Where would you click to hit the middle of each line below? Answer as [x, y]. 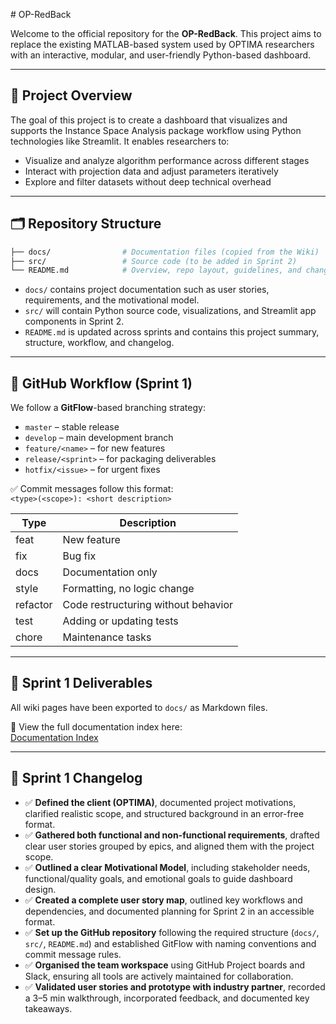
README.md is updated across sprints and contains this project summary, [172, 332]
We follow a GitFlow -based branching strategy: [108, 408]
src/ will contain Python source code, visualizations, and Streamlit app [170, 311]
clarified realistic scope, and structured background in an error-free [164, 813]
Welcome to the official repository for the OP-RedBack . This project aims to [166, 33]
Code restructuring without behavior [148, 605]
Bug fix [79, 556]
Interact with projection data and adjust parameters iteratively [151, 171]
